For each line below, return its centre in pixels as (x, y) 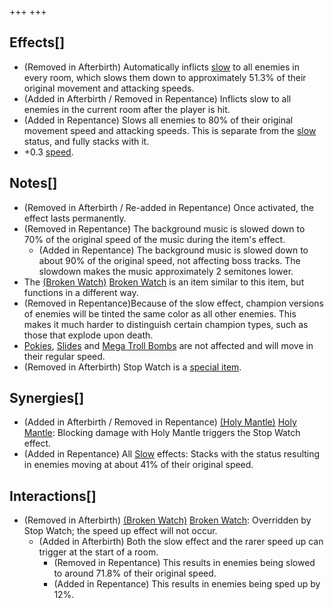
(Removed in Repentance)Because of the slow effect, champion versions (173, 303)
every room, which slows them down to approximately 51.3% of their (165, 77)
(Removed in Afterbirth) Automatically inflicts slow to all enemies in (161, 67)
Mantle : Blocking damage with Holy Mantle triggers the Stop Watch (162, 433)
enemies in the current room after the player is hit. (127, 109)
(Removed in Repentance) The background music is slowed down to (164, 228)
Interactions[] (53, 496)
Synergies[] (47, 398)
